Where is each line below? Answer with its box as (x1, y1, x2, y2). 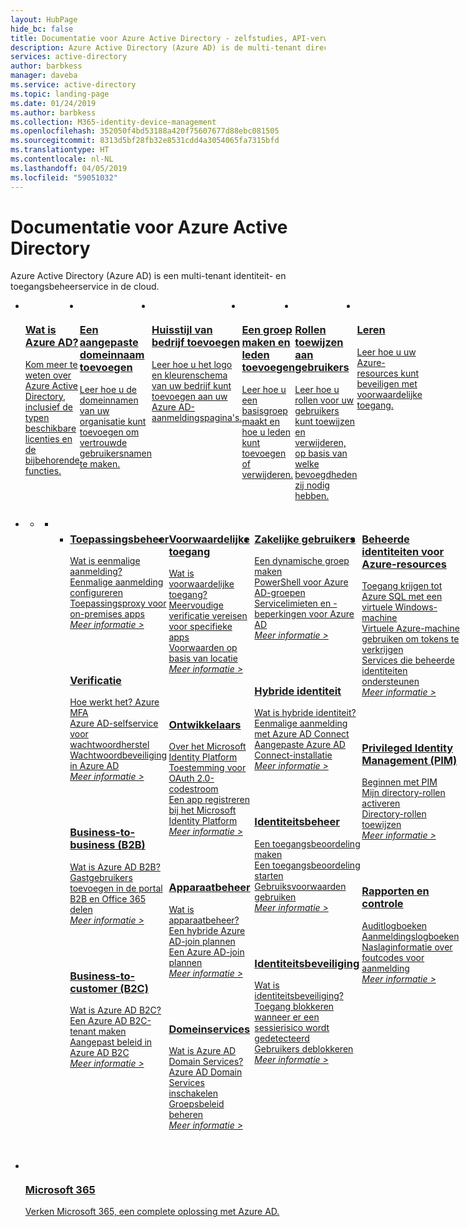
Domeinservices (168, 1022, 251, 1036)
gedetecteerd (254, 1032, 310, 1044)
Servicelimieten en (254, 597, 332, 610)
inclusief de (24, 401, 73, 413)
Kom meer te (24, 358, 78, 370)
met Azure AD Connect (254, 728, 350, 740)
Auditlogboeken (361, 919, 428, 931)
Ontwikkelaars (168, 717, 242, 731)
